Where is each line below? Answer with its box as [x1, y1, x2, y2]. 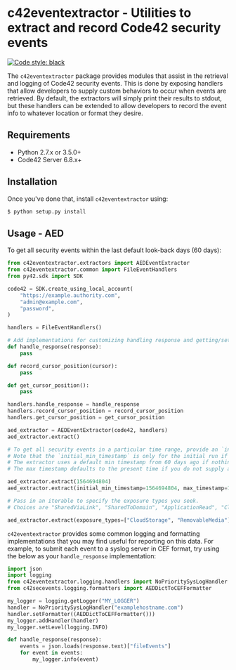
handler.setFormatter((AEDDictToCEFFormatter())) [7, 610, 156, 617]
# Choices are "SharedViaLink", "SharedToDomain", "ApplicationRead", [7, 504, 218, 511]
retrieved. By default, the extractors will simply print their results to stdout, [7, 93, 223, 103]
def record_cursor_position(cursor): [7, 362, 118, 369]
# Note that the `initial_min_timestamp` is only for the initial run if [7, 452, 228, 459]
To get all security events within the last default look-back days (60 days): [7, 246, 221, 254]
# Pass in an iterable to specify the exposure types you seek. [7, 497, 199, 504]
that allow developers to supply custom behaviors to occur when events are [7, 86, 227, 95]
